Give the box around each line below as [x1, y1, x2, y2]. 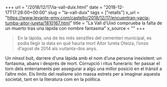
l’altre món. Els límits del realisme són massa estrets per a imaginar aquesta [5, 71, 161, 77]
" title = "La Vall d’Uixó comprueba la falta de [69, 20, 163, 26]
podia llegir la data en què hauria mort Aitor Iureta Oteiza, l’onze [17, 40, 149, 46]
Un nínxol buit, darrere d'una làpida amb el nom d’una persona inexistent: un [5, 55, 162, 61]
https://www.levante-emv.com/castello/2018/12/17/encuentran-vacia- [7, 15, 151, 20]
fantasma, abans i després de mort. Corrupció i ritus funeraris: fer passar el [5, 61, 161, 66]
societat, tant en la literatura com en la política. [5, 77, 101, 82]
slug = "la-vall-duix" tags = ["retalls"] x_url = [48, 9, 140, 15]
